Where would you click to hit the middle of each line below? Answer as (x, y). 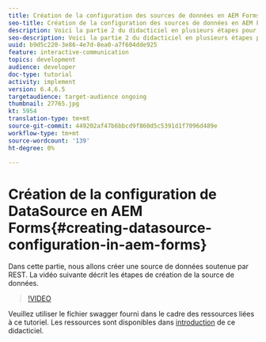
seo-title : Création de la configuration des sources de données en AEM (131, 23)
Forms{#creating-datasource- (110, 228)
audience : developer (42, 67)
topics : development (42, 60)
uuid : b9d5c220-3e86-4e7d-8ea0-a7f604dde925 (83, 45)
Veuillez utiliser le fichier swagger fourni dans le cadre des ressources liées (131, 314)
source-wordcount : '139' (49, 141)
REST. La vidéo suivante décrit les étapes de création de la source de (122, 275)
